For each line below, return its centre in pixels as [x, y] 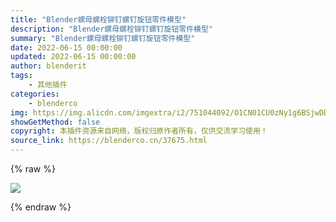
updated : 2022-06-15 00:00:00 [73, 57]
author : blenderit [48, 66]
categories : [35, 94]
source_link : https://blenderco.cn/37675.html [109, 141]
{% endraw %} [41, 207]
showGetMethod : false [55, 122]
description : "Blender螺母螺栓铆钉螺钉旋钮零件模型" [111, 29]
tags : [21, 76]
